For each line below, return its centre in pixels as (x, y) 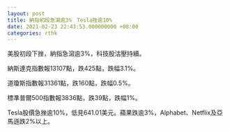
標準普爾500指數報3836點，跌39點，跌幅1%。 (74, 98)
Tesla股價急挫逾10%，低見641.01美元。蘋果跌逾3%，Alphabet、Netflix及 (112, 113)
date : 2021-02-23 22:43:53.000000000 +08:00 (73, 26)
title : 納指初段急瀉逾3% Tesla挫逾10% (60, 20)
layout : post (26, 14)
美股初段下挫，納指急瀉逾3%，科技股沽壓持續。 (76, 53)
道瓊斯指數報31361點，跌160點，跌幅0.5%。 (71, 83)
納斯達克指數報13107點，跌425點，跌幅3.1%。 (74, 68)
